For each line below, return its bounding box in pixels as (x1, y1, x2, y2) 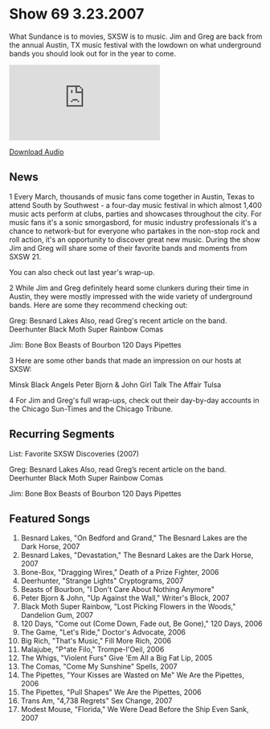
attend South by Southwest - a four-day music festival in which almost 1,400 (9, 200, 262, 210)
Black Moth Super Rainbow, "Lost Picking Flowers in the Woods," (20, 602, 236, 611)
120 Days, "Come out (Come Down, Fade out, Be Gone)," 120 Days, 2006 (20, 619, 263, 629)
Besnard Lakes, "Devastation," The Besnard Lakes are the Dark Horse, (20, 550, 254, 560)
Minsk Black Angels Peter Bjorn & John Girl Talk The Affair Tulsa (9, 380, 222, 389)
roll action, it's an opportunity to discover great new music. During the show (9, 235, 260, 244)
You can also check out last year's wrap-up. (9, 267, 155, 277)
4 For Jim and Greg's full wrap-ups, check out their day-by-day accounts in (9, 395, 260, 405)
